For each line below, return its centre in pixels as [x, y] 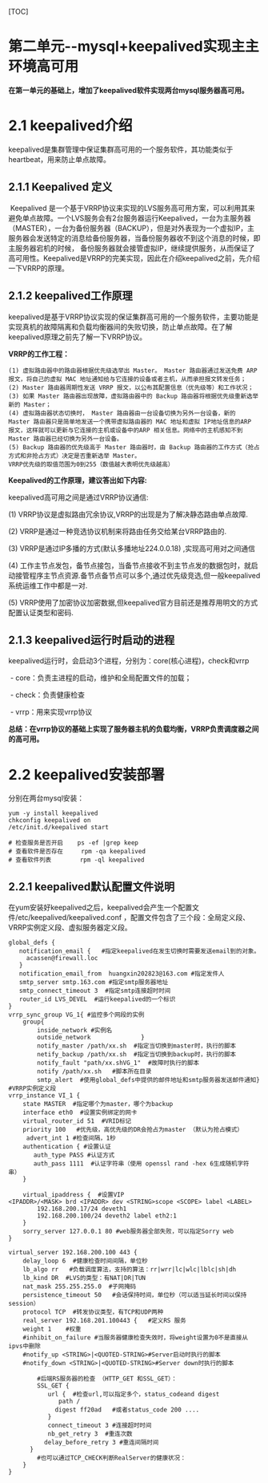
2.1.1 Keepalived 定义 [60, 187]
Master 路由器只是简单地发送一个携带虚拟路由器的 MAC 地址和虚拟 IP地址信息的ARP [130, 421]
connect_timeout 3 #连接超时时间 [100, 1426]
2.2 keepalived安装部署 [87, 774]
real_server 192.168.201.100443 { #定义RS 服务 [104, 1321]
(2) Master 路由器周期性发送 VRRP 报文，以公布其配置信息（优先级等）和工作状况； [131, 387]
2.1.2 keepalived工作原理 [71, 296]
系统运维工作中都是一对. [48, 586]
